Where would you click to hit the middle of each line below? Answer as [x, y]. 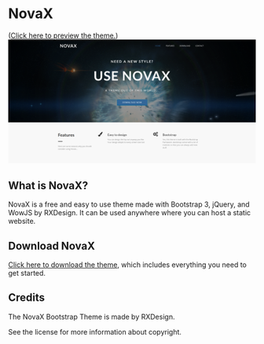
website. [22, 221]
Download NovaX [52, 245]
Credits [27, 298]
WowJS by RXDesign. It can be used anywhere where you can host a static [130, 213]
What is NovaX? [48, 185]
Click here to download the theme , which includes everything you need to [128, 265]
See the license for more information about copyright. [95, 331]
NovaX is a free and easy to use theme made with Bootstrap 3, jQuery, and [129, 204]
